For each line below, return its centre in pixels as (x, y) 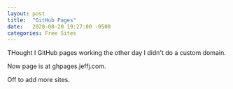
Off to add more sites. (38, 80)
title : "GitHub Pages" (42, 20)
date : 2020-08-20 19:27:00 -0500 (59, 26)
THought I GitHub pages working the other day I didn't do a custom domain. (116, 53)
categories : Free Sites (42, 33)
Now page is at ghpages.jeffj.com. (57, 66)
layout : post (26, 14)
